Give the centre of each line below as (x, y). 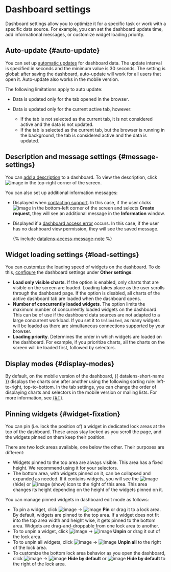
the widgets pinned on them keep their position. (56, 437)
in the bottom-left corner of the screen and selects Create (93, 208)
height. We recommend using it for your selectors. (65, 468)
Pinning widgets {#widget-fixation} (63, 414)
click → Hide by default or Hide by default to (89, 558)
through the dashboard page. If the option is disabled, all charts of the (86, 293)
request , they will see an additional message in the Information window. (89, 213)
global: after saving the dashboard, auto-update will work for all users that (83, 74)
